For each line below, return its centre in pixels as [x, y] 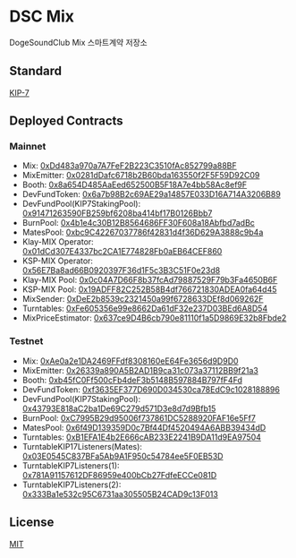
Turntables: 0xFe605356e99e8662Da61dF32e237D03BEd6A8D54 [145, 309]
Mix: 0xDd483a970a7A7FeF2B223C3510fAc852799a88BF [129, 166]
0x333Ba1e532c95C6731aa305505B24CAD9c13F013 [120, 494]
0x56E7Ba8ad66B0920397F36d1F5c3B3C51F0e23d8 [121, 270]
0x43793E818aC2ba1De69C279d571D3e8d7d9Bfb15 [119, 408]
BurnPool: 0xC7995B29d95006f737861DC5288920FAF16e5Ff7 [139, 417]
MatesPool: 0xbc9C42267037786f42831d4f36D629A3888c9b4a [143, 232]
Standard [36, 71]
